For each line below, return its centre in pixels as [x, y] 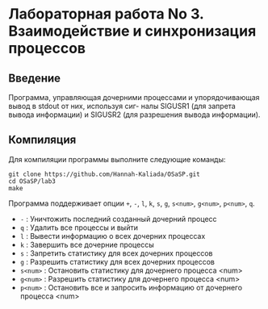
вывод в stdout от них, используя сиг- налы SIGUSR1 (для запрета [122, 106]
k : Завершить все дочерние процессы [87, 244]
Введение [35, 78]
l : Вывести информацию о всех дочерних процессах [113, 236]
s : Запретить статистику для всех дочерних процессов [116, 253]
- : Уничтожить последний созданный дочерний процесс [118, 219]
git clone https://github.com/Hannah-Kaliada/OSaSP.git [104, 174]
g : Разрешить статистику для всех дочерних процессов [117, 261]
